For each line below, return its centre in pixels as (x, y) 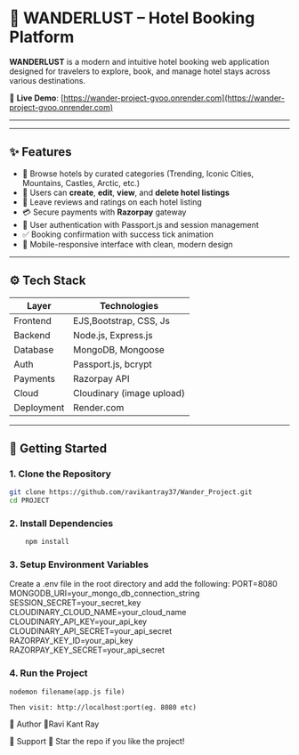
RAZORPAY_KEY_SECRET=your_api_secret (87, 650)
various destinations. (48, 80)
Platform (42, 37)
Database (34, 349)
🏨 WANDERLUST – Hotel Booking (132, 18)
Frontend (32, 321)
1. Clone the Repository (60, 474)
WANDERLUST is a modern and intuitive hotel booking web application (139, 61)
